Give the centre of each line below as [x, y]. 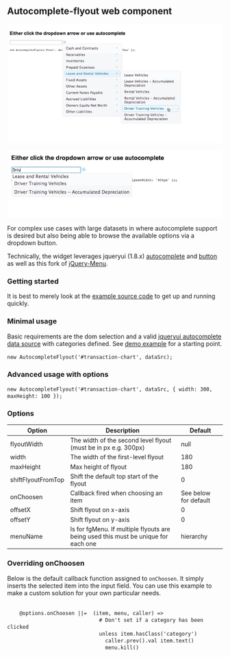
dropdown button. [33, 243]
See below [196, 493]
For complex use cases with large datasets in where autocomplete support [112, 229]
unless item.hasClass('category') [148, 634]
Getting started [33, 281]
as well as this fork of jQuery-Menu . [57, 264]
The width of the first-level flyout [117, 457]
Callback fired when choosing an [116, 493]
